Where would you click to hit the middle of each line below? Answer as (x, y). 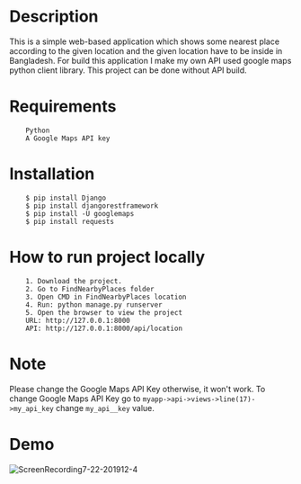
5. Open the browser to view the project (104, 312)
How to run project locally (107, 257)
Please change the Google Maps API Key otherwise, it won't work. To (137, 389)
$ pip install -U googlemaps (80, 213)
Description (54, 17)
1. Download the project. (74, 281)
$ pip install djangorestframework (92, 206)
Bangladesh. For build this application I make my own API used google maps (150, 60)
